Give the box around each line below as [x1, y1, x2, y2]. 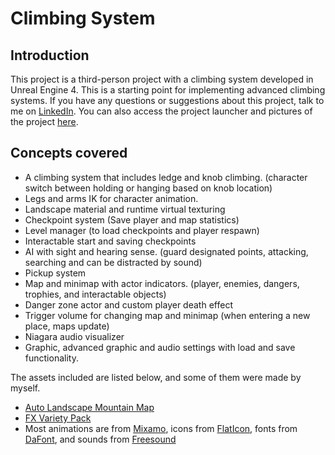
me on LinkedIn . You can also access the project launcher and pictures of [10, 105, 313, 117]
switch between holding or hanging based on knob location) [24, 182, 273, 194]
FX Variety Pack [24, 412, 92, 424]
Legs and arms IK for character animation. [24, 192, 199, 204]
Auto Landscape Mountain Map [24, 401, 155, 413]
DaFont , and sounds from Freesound [24, 433, 177, 445]
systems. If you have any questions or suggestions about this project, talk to [10, 95, 325, 106]
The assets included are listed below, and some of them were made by [10, 371, 302, 383]
